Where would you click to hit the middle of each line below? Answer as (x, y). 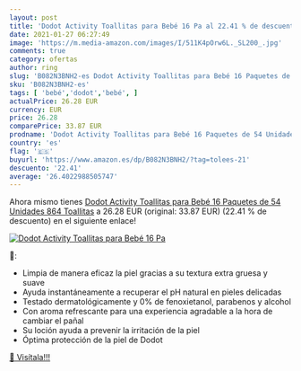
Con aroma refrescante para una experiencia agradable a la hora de (147, 312)
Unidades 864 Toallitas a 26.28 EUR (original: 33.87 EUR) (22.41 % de (138, 211)
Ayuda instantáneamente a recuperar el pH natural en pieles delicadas (152, 292)
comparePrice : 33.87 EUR (56, 127)
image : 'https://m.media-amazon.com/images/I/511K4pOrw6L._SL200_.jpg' (146, 43)
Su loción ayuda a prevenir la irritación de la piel (111, 331)
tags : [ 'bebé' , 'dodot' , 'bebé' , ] (74, 93)
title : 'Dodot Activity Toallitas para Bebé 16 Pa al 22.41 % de (133, 26)
